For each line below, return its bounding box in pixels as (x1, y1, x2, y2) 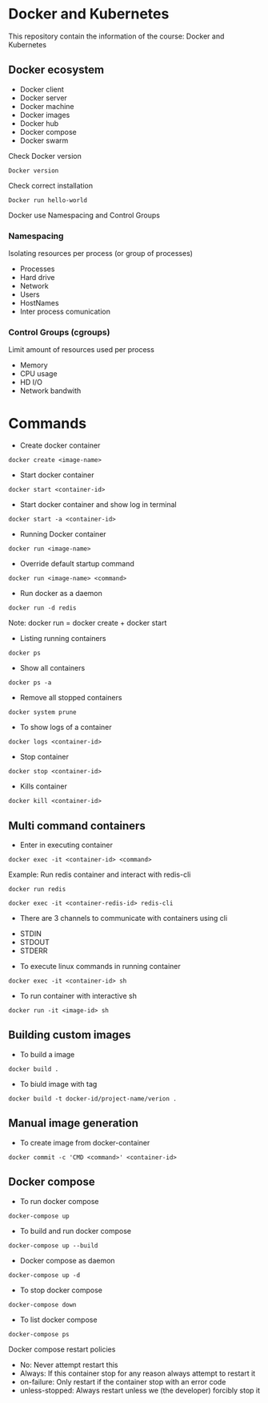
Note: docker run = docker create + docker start (8, 618, 167, 628)
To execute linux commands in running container (19, 962, 182, 971)
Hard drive (19, 273, 55, 282)
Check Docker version (8, 151, 82, 160)
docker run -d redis (8, 604, 78, 612)
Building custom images (8, 1028, 131, 1042)
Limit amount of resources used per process (8, 345, 154, 355)
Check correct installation (8, 180, 94, 190)
